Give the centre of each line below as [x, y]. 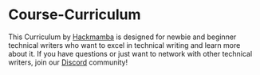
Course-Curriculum [75, 15]
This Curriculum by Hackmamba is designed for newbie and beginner [122, 37]
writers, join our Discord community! [68, 62]
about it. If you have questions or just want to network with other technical [130, 53]
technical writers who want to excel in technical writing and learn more [124, 45]
